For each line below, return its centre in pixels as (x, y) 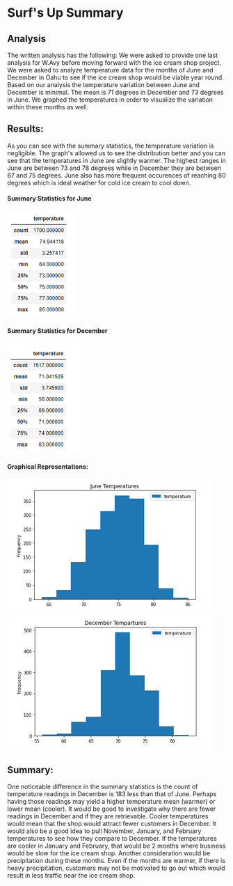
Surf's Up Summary (65, 13)
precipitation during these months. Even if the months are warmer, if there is (116, 861)
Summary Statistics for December (57, 331)
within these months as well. (48, 107)
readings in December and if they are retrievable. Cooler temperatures (108, 816)
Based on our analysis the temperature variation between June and (104, 85)
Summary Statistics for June (49, 199)
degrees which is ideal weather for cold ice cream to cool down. (99, 182)
